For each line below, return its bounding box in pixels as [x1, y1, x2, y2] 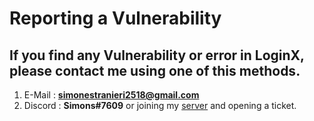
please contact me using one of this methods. [9, 62, 301, 79]
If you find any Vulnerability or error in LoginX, [9, 47, 305, 64]
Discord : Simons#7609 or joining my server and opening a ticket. [23, 100, 297, 111]
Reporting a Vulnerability [9, 7, 222, 30]
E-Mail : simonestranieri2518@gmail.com [23, 89, 200, 101]
